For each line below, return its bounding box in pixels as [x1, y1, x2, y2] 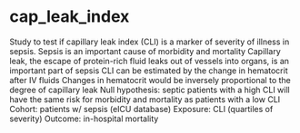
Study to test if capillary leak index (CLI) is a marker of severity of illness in [9, 36, 290, 47]
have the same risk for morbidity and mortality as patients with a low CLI [9, 93, 281, 105]
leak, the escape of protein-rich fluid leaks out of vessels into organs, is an [9, 55, 289, 66]
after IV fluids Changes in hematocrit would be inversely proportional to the [9, 74, 291, 85]
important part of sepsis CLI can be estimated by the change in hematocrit [9, 65, 288, 76]
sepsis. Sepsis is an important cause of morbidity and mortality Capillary [9, 45, 282, 56]
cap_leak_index [9, 6, 130, 27]
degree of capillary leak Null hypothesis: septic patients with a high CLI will [9, 84, 290, 95]
